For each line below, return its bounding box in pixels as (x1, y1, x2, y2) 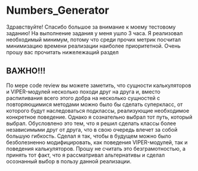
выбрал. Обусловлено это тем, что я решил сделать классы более (6, 120, 177, 127)
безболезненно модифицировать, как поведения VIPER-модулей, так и (6, 138, 188, 146)
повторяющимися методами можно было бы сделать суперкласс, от (6, 101, 183, 108)
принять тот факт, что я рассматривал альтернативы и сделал (6, 151, 165, 158)
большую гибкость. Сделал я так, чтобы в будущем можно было (6, 132, 172, 139)
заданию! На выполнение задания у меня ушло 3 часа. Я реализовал (6, 29, 183, 36)
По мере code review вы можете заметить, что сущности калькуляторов (6, 82, 191, 89)
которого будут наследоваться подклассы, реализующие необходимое (6, 107, 190, 114)
